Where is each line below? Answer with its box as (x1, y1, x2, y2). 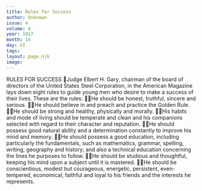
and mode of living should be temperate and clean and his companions (6, 114, 183, 121)
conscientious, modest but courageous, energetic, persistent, (6, 165, 160, 172)
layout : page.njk (6, 53, 50, 59)
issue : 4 (6, 20, 28, 26)
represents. (6, 178, 35, 185)
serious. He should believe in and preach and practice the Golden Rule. (6, 101, 190, 108)
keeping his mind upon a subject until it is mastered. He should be (6, 159, 177, 166)
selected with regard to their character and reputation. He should (6, 120, 175, 127)
